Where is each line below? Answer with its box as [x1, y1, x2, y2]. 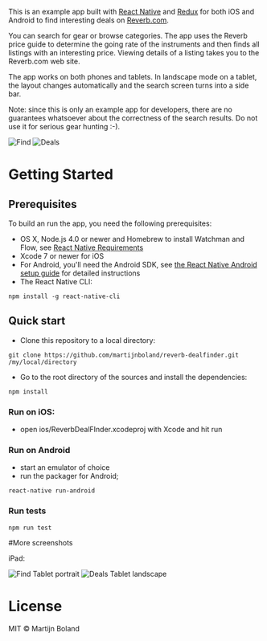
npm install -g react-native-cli [8, 292, 121, 300]
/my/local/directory [8, 357, 78, 366]
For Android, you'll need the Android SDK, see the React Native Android [19, 260, 257, 269]
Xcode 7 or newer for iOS [19, 251, 105, 260]
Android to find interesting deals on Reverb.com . [8, 15, 169, 25]
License [8, 597, 63, 615]
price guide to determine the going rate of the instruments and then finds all [8, 39, 260, 49]
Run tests [8, 505, 47, 516]
